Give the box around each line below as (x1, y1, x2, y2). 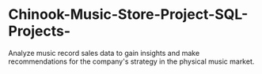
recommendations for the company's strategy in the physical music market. (8, 57, 255, 66)
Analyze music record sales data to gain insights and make (8, 48, 200, 57)
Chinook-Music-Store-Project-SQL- (8, 6, 249, 24)
